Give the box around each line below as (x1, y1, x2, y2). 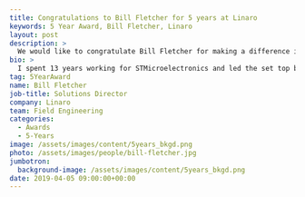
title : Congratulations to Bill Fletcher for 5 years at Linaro (9, 13, 258, 23)
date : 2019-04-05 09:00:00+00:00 (9, 173, 136, 182)
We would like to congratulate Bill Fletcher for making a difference (17, 47, 290, 56)
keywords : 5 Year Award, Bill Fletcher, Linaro (9, 22, 193, 31)
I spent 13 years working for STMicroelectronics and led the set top (17, 64, 290, 74)
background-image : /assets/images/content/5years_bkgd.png (17, 165, 246, 174)
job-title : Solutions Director (9, 89, 128, 98)
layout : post (9, 30, 59, 39)
